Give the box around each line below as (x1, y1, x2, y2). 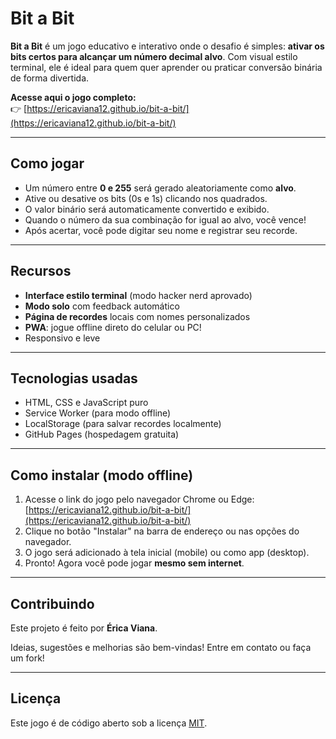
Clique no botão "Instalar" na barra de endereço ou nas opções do (24, 525, 300, 537)
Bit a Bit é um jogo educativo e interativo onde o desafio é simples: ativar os (10, 40, 325, 52)
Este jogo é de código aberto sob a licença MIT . (10, 717, 208, 729)
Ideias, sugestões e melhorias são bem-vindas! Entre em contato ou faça (10, 642, 312, 653)
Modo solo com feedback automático (24, 300, 180, 312)
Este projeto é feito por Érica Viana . (10, 622, 158, 634)
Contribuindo (10, 595, 95, 612)
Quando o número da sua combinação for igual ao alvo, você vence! (24, 213, 307, 226)
